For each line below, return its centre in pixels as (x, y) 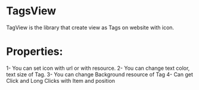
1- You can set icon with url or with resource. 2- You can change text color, (98, 68)
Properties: (35, 52)
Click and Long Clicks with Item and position (60, 80)
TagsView (31, 11)
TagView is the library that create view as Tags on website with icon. (90, 27)
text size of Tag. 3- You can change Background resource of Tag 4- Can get (100, 74)
